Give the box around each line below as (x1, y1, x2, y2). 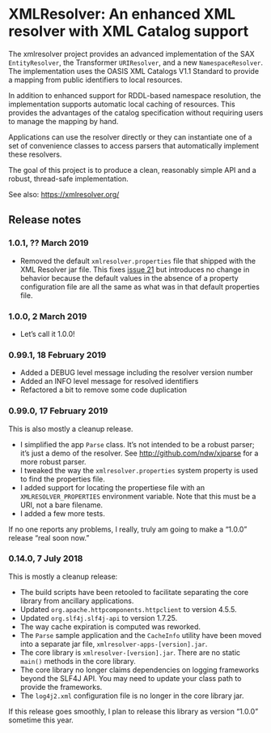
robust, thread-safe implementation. (8, 174, 129, 183)
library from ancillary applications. (19, 596, 134, 606)
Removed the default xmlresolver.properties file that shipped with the (19, 256, 256, 265)
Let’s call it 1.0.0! (19, 329, 75, 338)
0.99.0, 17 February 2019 (8, 405, 108, 416)
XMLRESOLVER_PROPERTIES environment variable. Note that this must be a (19, 491, 256, 501)
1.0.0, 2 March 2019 (8, 310, 87, 321)
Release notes (8, 213, 82, 227)
